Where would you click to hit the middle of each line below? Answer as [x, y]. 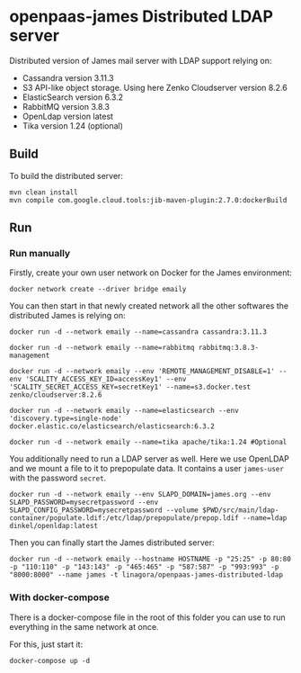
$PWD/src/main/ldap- [240, 510]
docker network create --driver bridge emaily [98, 290]
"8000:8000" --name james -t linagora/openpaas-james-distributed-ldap [146, 575]
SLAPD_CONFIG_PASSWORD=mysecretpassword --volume [104, 510]
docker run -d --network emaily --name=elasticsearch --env [124, 411]
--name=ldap [265, 518]
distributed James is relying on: [67, 316]
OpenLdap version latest [68, 116]
